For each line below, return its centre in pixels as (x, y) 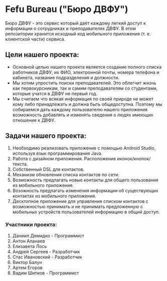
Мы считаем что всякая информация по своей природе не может (83, 99)
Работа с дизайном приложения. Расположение (64, 158)
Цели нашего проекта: (42, 55)
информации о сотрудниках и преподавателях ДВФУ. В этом (71, 28)
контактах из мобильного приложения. (54, 196)
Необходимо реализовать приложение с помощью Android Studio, (84, 148)
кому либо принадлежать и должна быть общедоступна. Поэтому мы (87, 104)
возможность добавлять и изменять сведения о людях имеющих (83, 115)
